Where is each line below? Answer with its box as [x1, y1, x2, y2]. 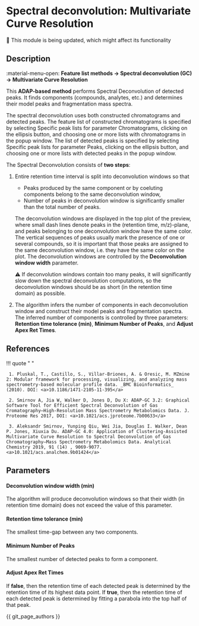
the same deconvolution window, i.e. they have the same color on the [14, 246, 185, 254]
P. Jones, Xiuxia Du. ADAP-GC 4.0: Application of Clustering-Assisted [6, 428, 187, 434]
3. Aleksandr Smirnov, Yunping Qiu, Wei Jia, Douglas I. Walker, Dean [8, 423, 187, 429]
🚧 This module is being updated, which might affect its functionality [6, 36, 171, 43]
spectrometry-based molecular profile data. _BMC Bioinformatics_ [6, 381, 174, 388]
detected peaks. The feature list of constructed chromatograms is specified [6, 118, 191, 125]
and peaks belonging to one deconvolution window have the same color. [14, 228, 192, 235]
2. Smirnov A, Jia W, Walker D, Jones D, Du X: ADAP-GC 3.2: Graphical [8, 397, 190, 403]
